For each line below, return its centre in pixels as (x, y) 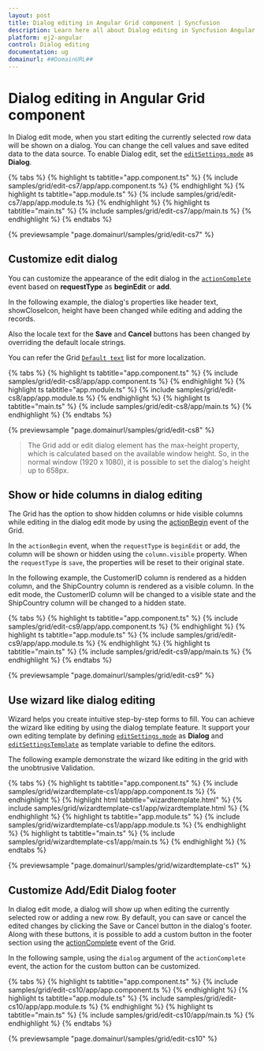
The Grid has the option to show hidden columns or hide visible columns (126, 514)
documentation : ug (38, 52)
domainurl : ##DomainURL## (50, 60)
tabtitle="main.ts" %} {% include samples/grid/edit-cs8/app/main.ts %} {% (130, 406)
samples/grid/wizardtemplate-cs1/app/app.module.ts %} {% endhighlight (127, 825)
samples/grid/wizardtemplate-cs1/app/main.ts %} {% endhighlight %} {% (127, 842)
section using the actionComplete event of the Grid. (92, 943)
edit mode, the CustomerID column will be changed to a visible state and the (132, 595)
